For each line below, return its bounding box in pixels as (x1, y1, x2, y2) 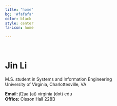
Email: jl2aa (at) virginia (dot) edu (5, 91, 72, 97)
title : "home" (5, 7, 34, 12)
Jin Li (5, 60, 27, 71)
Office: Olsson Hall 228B (5, 96, 55, 102)
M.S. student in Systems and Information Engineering (5, 76, 112, 82)
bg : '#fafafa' (5, 12, 34, 17)
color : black (5, 16, 32, 21)
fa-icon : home (5, 25, 34, 30)
